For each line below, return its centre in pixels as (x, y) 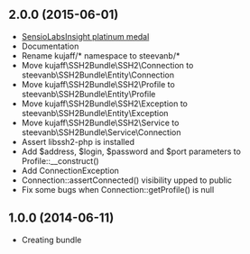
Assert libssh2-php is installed (78, 141)
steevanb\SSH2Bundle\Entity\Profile (88, 94)
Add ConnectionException (70, 170)
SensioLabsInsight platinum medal (85, 36)
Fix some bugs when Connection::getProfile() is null (118, 189)
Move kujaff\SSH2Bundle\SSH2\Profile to (98, 84)
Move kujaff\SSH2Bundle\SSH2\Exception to (105, 104)
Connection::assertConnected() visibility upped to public (126, 180)
